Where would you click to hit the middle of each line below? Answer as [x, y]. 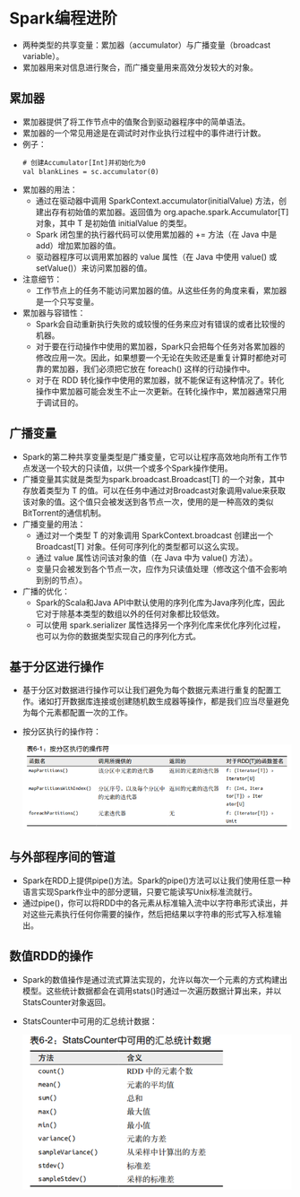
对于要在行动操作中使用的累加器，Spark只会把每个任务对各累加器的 [160, 346]
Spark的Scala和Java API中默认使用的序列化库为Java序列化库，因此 [160, 603]
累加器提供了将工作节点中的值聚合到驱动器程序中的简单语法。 [136, 121]
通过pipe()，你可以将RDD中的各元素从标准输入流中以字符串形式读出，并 [155, 903]
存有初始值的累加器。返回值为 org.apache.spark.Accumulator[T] [170, 212]
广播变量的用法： [54, 524]
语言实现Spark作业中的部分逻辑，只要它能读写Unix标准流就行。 [140, 891]
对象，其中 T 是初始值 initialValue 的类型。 [114, 223]
